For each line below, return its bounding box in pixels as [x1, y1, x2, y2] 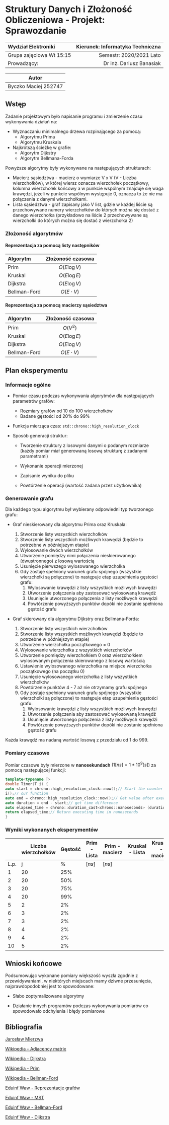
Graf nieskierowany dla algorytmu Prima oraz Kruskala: [12, 521, 127, 528]
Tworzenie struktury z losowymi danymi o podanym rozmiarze [20, 442, 149, 448]
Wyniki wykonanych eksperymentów [5, 827, 98, 834]
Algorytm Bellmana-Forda [20, 155, 74, 161]
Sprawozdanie [5, 25, 67, 36]
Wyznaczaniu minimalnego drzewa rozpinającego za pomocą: [12, 128, 141, 134]
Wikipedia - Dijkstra [5, 1056, 46, 1062]
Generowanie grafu [5, 495, 54, 502]
